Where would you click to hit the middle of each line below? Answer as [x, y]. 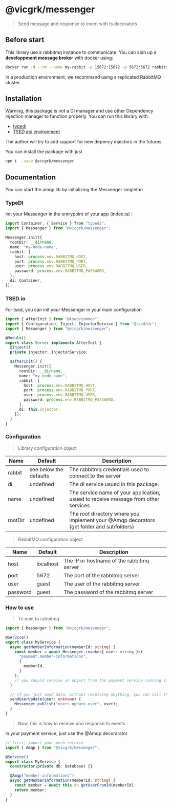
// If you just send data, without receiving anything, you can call [85, 694]
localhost [48, 564]
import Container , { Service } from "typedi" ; [56, 224]
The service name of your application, [114, 492]
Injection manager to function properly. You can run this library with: [77, 116]
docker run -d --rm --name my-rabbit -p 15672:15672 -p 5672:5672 [78, 67]
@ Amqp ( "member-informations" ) [42, 776]
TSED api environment [36, 132]
